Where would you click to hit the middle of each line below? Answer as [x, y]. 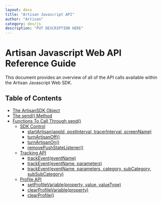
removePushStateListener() [55, 147]
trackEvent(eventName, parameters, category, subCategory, [89, 169]
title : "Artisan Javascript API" [40, 14]
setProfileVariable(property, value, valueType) [74, 185]
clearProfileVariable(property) [58, 190]
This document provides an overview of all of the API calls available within [81, 77]
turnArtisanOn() [43, 142]
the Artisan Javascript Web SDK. [39, 83]
